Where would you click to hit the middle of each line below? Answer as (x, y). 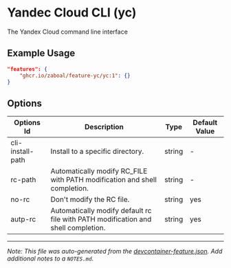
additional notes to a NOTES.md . (51, 258)
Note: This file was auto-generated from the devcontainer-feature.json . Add (115, 252)
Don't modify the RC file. (90, 199)
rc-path (23, 180)
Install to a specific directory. (97, 151)
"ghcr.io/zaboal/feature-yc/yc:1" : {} (75, 76)
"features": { (27, 69)
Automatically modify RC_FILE (99, 171)
